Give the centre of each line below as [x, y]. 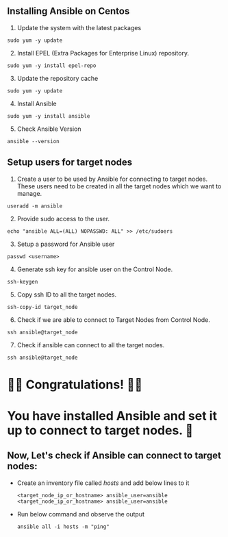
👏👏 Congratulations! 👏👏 [75, 385]
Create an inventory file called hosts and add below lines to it [103, 483]
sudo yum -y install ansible [49, 116]
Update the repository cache [58, 78]
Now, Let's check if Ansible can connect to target [114, 456]
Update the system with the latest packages [79, 27]
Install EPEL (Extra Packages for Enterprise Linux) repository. [103, 53]
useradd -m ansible [35, 206]
